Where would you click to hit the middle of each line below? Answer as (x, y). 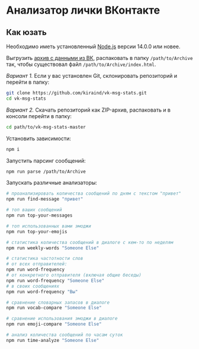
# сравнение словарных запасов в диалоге (58, 302)
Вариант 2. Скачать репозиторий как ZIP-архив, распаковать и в (88, 110)
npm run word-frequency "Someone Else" (55, 280)
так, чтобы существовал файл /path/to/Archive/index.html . (81, 64)
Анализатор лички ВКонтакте (83, 10)
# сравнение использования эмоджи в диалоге (62, 319)
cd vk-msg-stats (26, 99)
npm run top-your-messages (39, 215)
